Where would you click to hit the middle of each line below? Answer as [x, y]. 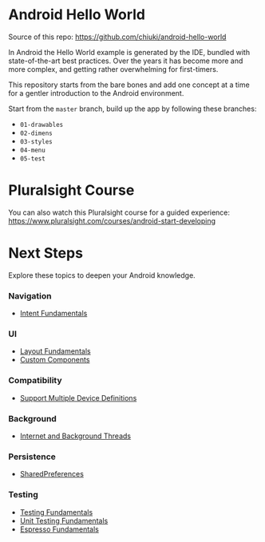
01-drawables [42, 125]
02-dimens [36, 133]
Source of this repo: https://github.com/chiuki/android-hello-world [117, 37]
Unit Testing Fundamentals [64, 520]
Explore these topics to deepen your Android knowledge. [102, 275]
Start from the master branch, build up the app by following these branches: [132, 109]
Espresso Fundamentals [59, 529]
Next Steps [46, 253]
